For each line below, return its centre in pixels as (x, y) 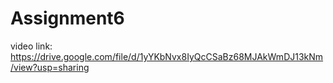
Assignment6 (67, 18)
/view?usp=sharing (50, 67)
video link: (31, 46)
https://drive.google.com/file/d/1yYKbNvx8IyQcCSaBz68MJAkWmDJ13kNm (167, 56)
